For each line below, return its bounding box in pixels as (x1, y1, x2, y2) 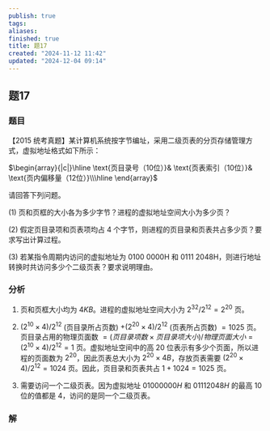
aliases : (8, 27, 38, 35)
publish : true (8, 11, 57, 20)
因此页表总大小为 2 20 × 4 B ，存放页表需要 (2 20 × (83, 352, 244, 363)
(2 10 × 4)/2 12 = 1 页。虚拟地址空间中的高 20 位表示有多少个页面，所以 (19, 341, 252, 352)
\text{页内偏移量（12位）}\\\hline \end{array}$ (8, 173, 158, 182)
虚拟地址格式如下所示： (22, 145, 101, 155)
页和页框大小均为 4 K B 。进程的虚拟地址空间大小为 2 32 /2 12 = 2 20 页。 (19, 303, 249, 314)
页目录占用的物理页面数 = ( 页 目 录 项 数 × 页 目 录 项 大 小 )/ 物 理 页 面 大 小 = (19, 332, 253, 342)
